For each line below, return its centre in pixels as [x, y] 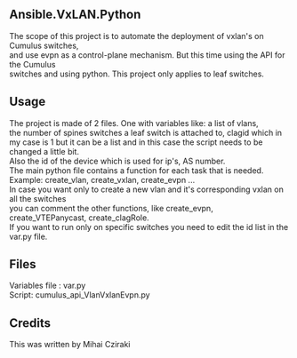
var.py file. [28, 236]
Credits [30, 323]
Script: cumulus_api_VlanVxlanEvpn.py [80, 295]
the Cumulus [32, 64]
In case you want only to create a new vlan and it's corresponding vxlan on [147, 189]
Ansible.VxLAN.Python [75, 15]
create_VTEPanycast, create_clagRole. [79, 218]
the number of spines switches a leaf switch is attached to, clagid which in [146, 132]
